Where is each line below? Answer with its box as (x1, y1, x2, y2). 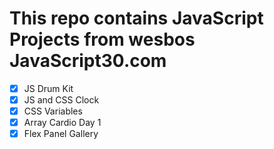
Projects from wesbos (9, 28, 196, 51)
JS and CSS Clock (23, 94, 100, 106)
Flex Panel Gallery (23, 128, 99, 140)
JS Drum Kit (23, 82, 74, 94)
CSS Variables (23, 105, 83, 117)
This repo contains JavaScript (9, 7, 264, 30)
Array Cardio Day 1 (23, 117, 102, 129)
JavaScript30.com (9, 50, 167, 72)
